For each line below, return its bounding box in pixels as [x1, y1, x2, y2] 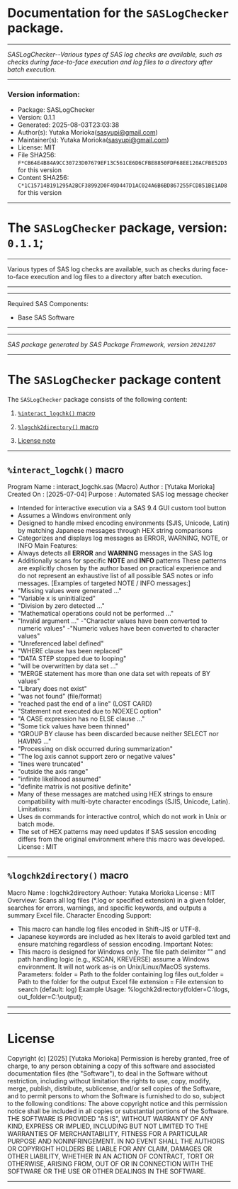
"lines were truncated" [17, 760, 84, 768]
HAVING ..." [17, 737, 52, 745]
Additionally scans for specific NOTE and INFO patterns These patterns [17, 556, 227, 565]
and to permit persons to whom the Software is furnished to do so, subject [7, 1091, 225, 1100]
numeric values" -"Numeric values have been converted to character [17, 624, 220, 632]
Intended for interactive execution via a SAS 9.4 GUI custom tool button [17, 503, 227, 512]
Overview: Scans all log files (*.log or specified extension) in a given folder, [7, 896, 226, 904]
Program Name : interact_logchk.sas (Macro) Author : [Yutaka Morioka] [7, 482, 215, 490]
